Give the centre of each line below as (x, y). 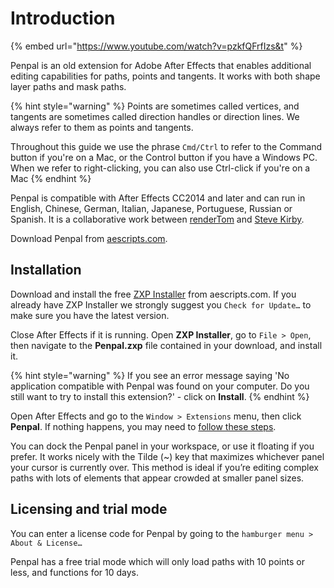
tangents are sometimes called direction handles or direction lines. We (155, 116)
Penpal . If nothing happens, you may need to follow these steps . (143, 426)
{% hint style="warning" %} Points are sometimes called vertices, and (155, 106)
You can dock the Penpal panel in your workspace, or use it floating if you (162, 446)
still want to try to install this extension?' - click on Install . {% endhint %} (160, 396)
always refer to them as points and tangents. (102, 127)
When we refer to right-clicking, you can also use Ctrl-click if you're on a (160, 168)
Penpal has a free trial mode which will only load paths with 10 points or (157, 561)
